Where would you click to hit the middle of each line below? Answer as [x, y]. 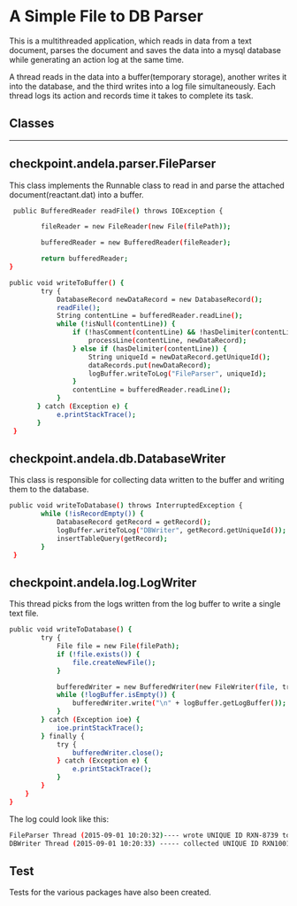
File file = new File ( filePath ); [118, 647]
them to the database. [49, 490]
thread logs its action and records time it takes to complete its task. [131, 96]
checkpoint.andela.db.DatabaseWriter [118, 458]
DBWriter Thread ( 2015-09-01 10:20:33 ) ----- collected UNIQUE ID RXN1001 [150, 843]
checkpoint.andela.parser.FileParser [113, 164]
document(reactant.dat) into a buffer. [76, 194]
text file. [24, 614]
